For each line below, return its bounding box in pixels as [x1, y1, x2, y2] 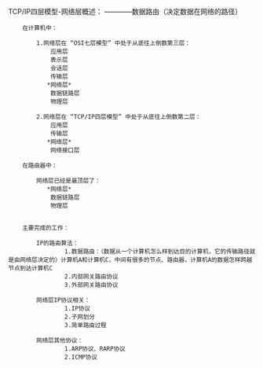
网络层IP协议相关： [36, 296, 90, 304]
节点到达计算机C [8, 264, 53, 272]
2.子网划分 [64, 313, 96, 321]
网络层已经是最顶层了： [36, 177, 101, 185]
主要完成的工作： [22, 224, 69, 232]
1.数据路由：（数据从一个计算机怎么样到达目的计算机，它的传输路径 [64, 248, 250, 256]
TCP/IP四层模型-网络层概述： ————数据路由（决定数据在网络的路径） [8, 7, 242, 16]
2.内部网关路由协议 [64, 273, 119, 281]
